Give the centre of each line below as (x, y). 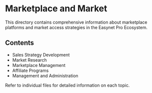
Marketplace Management (39, 65)
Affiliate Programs (30, 70)
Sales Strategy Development (41, 55)
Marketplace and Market (56, 9)
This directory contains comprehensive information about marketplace (76, 22)
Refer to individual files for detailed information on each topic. (67, 85)
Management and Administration (45, 76)
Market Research (29, 60)
